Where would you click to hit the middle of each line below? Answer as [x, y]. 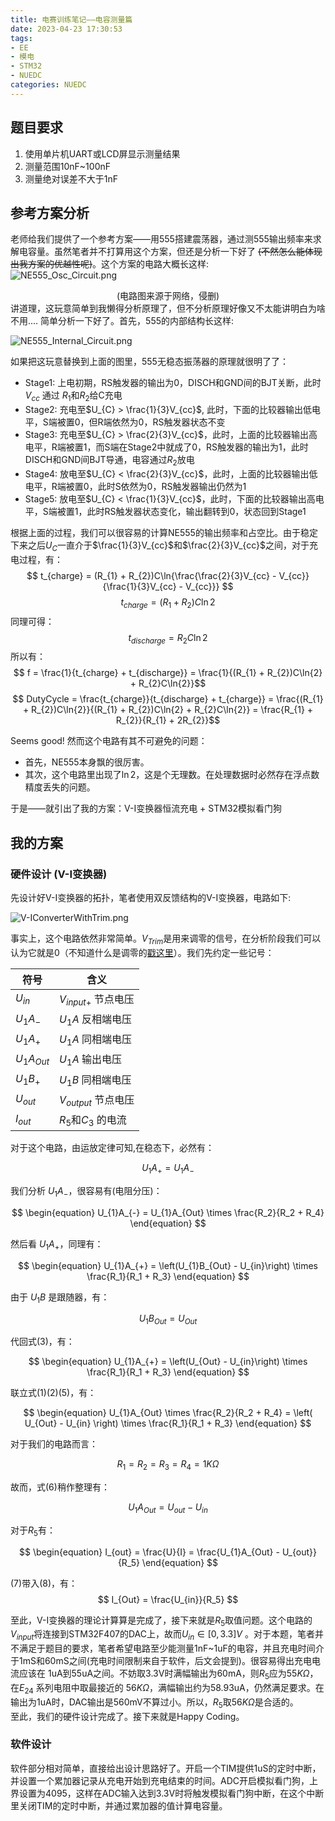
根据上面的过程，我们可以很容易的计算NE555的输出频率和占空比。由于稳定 [164, 532]
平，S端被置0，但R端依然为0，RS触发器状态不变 [125, 422]
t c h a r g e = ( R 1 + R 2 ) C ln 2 [168, 603]
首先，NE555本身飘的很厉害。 [87, 762]
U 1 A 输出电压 [90, 1060]
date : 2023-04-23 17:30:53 [66, 29]
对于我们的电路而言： [54, 1444]
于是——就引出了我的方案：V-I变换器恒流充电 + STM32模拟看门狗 [146, 808]
